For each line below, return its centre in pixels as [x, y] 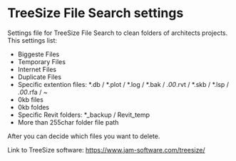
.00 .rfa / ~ [32, 92]
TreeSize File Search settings [96, 13]
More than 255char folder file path [68, 122]
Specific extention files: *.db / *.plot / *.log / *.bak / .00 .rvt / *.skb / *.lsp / [123, 84]
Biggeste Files [39, 54]
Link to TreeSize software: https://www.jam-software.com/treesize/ [106, 150]
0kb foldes [34, 107]
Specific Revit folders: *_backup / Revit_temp [84, 115]
